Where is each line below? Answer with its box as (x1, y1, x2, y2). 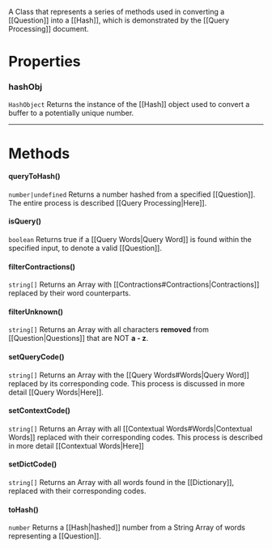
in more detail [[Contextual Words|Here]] (8, 440, 144, 450)
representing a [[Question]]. (8, 531, 101, 541)
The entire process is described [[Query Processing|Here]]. (8, 198, 207, 207)
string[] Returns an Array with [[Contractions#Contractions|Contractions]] (8, 279, 260, 290)
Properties (8, 53, 81, 71)
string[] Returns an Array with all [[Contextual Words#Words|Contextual (8, 423, 253, 433)
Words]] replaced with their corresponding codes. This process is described (8, 432, 263, 442)
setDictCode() (8, 459, 57, 469)
